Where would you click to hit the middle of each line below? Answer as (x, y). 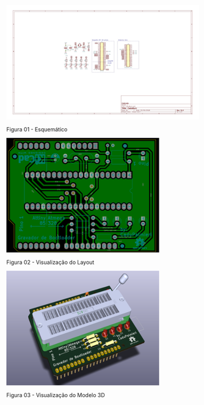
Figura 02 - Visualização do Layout (50, 262)
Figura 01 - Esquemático (37, 129)
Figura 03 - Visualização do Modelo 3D (56, 395)
